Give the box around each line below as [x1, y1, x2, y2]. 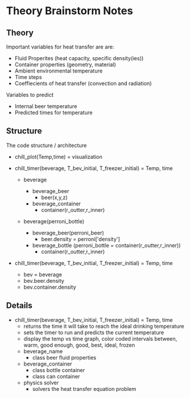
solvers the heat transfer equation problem [32, 385, 137, 392]
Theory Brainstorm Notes [6, 4, 133, 18]
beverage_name [23, 347, 63, 355]
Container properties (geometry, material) [14, 61, 116, 68]
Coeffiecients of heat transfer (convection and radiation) [14, 80, 152, 87]
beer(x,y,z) [41, 194, 68, 201]
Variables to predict [6, 92, 54, 98]
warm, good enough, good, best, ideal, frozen [23, 341, 135, 348]
